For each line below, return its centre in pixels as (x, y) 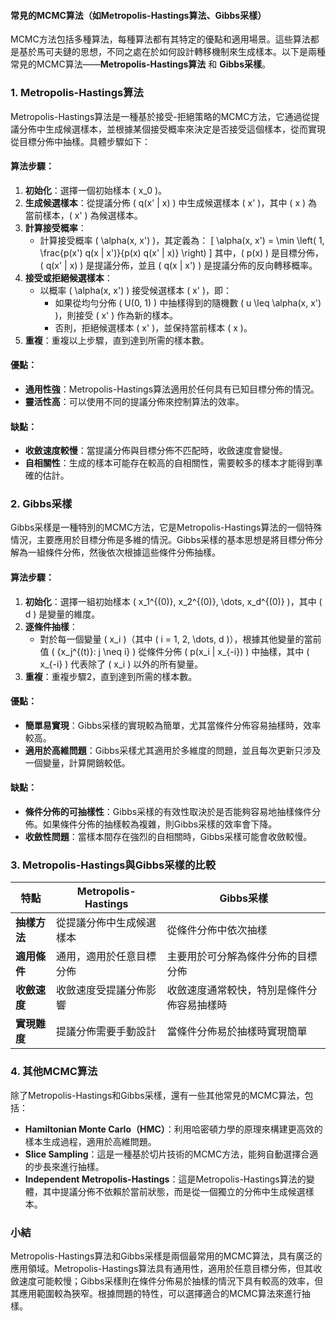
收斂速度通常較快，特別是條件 (237, 990)
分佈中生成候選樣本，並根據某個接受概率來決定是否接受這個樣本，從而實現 (172, 129)
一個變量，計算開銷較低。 (77, 762)
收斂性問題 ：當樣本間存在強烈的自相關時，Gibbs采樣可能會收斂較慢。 (168, 837)
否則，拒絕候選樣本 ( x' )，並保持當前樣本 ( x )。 (153, 327)
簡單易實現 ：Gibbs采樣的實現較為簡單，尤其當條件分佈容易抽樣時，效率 (173, 725)
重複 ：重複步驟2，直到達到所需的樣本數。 (111, 676)
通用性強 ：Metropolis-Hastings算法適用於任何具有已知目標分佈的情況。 (172, 389)
